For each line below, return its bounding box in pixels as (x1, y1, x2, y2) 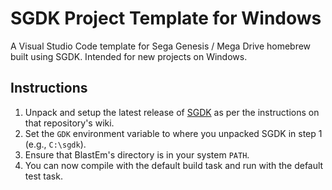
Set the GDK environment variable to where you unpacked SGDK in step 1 (24, 127, 323, 139)
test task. (24, 170, 63, 182)
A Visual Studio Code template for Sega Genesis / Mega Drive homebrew (10, 40, 312, 52)
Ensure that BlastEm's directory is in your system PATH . (24, 148, 250, 161)
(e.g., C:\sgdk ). (24, 138, 87, 150)
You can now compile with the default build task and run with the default (24, 159, 324, 171)
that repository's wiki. (24, 117, 115, 129)
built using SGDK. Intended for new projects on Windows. (10, 50, 248, 62)
